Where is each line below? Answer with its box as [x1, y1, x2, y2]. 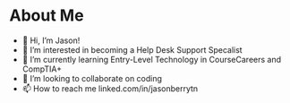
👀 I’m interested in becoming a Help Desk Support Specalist [21, 44, 243, 55]
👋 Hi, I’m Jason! [21, 35, 81, 46]
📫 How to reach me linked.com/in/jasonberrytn [21, 82, 199, 94]
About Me [9, 5, 84, 26]
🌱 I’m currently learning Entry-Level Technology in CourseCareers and [21, 54, 282, 64]
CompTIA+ [21, 64, 63, 74]
